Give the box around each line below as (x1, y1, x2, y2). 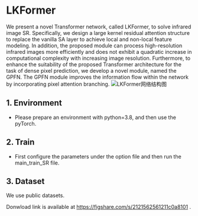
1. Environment (6, 98, 62, 108)
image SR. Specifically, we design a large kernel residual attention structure (6, 29, 190, 36)
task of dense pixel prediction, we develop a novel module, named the (6, 67, 177, 74)
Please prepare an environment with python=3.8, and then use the (14, 114, 176, 121)
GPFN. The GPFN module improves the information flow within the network (6, 73, 189, 80)
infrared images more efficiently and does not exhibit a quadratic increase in (6, 48, 192, 55)
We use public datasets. (6, 192, 65, 199)
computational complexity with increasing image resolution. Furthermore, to (6, 54, 191, 62)
